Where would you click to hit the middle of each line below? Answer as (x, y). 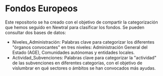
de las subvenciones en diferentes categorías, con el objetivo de (77, 63)
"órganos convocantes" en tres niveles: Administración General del (80, 47)
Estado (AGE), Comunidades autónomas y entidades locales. (73, 52)
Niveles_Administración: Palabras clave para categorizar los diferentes (83, 42)
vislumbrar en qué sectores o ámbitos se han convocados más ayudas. (84, 68)
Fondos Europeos (41, 9)
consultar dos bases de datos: (35, 32)
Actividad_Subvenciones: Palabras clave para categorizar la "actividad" (84, 57)
